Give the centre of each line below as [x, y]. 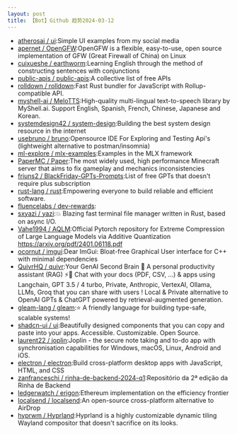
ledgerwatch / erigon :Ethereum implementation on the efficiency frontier [123, 392]
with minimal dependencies [57, 259]
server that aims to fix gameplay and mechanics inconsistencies [111, 168]
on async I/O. [37, 221]
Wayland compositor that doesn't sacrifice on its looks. [98, 423]
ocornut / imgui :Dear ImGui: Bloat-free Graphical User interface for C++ [122, 251]
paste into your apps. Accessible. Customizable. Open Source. [109, 332]
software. [31, 198]
